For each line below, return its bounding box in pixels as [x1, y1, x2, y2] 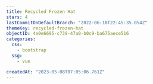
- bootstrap [17, 47, 46, 53]
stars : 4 [6, 14, 28, 20]
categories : [6, 36, 36, 42]
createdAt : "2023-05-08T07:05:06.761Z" [6, 69, 105, 75]
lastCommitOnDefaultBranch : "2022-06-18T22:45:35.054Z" [6, 20, 148, 25]
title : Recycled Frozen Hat [6, 8, 76, 15]
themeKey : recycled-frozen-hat [6, 25, 84, 31]
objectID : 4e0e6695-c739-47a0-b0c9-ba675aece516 [6, 31, 129, 37]
